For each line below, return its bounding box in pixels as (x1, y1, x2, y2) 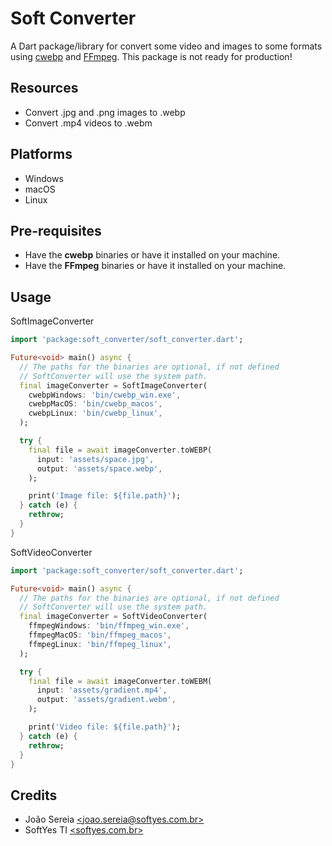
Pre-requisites (10, 222, 102, 239)
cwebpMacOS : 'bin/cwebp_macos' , (28, 399, 163, 409)
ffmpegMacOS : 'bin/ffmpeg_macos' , (28, 630, 172, 641)
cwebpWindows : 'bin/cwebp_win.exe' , (28, 390, 182, 400)
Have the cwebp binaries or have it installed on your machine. (24, 249, 281, 261)
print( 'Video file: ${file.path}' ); (28, 722, 182, 732)
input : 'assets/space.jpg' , (36, 454, 155, 464)
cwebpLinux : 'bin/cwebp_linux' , (28, 408, 163, 419)
